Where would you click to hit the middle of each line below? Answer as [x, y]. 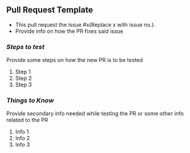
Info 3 [23, 144]
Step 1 [23, 72]
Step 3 [23, 85]
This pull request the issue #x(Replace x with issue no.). [85, 24]
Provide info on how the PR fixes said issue [69, 31]
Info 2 [23, 138]
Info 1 [22, 132]
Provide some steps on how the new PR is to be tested [75, 60]
